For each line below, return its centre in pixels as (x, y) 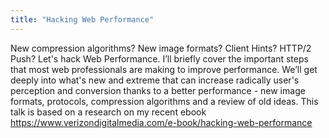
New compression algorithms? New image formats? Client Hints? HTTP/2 (161, 48)
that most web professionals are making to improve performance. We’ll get (164, 69)
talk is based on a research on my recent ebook (108, 112)
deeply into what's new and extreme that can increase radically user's (155, 80)
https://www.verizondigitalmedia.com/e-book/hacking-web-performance (161, 122)
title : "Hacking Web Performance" (82, 19)
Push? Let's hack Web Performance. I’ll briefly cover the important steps (159, 58)
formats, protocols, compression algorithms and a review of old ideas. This (164, 101)
